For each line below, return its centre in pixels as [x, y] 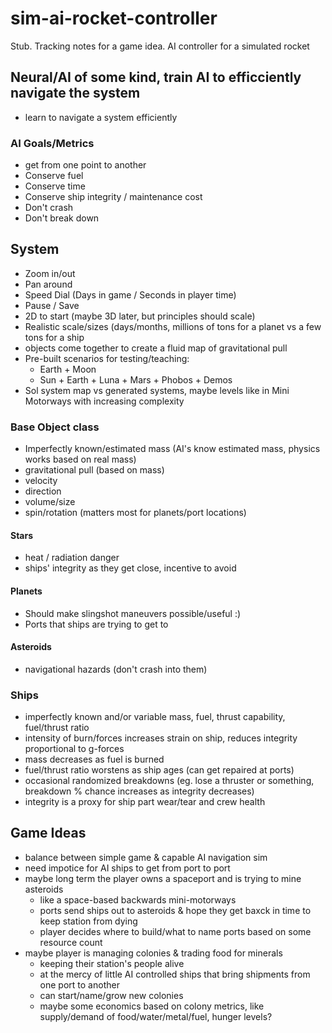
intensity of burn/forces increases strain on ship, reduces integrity [161, 738]
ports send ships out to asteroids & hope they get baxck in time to [175, 910]
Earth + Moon [68, 369]
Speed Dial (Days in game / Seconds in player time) [130, 294]
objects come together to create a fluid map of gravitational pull [156, 348]
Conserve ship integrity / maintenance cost [113, 197]
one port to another [79, 984]
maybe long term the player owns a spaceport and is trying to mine [163, 878]
